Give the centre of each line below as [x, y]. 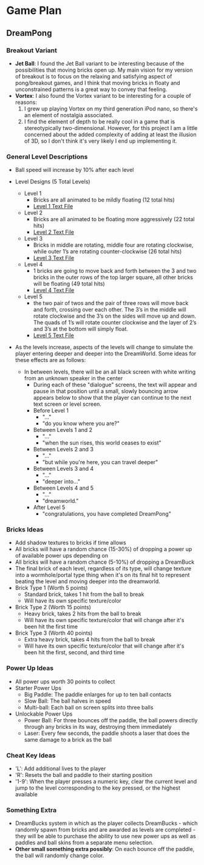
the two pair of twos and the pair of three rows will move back [111, 303]
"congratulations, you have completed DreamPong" [107, 514]
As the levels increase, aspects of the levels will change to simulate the [104, 347]
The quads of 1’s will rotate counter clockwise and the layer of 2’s [115, 323]
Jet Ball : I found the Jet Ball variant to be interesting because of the [100, 63]
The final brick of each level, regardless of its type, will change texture [103, 569]
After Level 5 [49, 507]
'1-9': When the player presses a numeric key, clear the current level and [106, 782]
